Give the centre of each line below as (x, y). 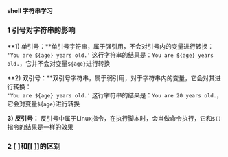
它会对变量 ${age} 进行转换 (44, 104)
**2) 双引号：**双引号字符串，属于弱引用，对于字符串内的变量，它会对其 (111, 78)
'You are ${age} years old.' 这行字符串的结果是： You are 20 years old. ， (115, 95)
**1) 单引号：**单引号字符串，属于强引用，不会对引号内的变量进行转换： (111, 47)
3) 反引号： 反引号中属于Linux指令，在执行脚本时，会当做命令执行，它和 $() (114, 119)
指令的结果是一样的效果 (40, 127)
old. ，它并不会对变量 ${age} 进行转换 (59, 64)
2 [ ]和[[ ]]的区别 (34, 147)
